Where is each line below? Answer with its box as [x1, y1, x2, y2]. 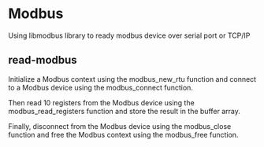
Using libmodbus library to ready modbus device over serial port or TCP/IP [8, 31, 251, 40]
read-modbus [8, 53, 77, 67]
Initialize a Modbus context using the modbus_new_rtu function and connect [8, 74, 257, 83]
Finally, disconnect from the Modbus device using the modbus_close [8, 121, 232, 130]
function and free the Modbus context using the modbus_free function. [8, 130, 239, 139]
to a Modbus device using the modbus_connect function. [8, 83, 193, 92]
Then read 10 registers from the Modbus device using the [8, 97, 195, 107]
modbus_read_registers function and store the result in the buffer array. [8, 106, 240, 116]
